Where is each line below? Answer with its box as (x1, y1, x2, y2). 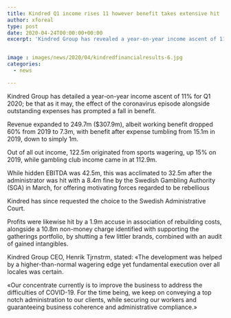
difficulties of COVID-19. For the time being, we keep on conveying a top (7, 288, 212, 297)
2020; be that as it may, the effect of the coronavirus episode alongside (7, 99, 210, 108)
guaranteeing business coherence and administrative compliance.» (7, 303, 197, 311)
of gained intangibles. (7, 239, 69, 248)
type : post (7, 23, 38, 30)
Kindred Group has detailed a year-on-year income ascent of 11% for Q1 (7, 92, 211, 100)
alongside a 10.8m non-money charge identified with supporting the (7, 225, 199, 233)
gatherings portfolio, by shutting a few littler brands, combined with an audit (7, 232, 222, 240)
